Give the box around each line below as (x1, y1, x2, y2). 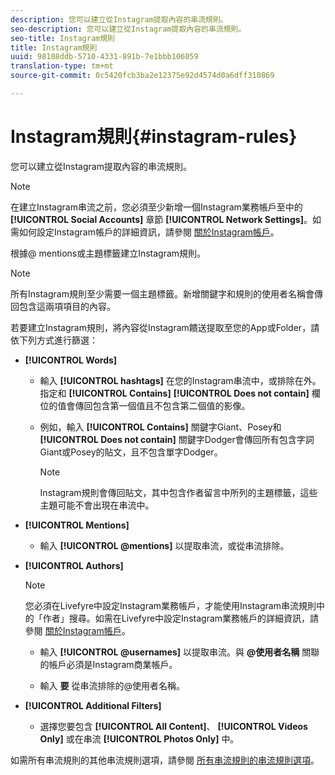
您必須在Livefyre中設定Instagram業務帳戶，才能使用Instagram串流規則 (24, 599, 317, 611)
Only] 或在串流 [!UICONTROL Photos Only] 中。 (39, 732, 240, 745)
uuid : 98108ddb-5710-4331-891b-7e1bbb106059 (10, 52, 199, 62)
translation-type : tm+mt (10, 61, 114, 71)
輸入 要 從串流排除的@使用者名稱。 (39, 679, 185, 691)
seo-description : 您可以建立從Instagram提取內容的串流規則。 (10, 24, 247, 34)
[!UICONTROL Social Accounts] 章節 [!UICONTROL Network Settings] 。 (10, 213, 313, 225)
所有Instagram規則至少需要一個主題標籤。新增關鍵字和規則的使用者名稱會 (10, 287, 315, 300)
